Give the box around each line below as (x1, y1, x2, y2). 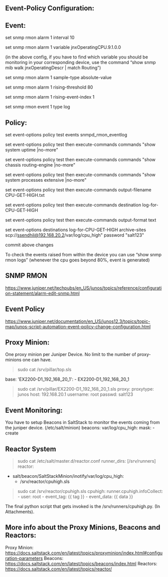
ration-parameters (5, 555, 43, 561)
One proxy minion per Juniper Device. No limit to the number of (5, 351, 136, 357)
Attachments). (5, 509, 35, 515)
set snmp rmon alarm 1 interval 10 (5, 35, 75, 41)
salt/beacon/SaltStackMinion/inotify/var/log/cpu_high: (12, 473, 124, 479)
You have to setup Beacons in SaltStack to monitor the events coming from (5, 419, 160, 425)
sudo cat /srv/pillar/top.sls (17, 367, 72, 373)
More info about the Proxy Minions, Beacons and (5, 523, 160, 532)
